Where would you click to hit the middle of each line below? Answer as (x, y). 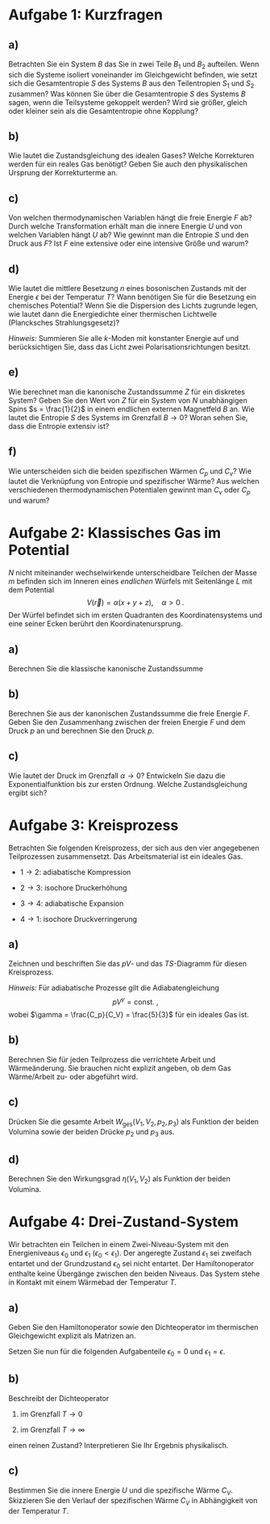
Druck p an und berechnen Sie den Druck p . (81, 730)
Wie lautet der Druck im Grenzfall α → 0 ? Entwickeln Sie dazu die (117, 775)
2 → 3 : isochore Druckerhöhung (73, 887)
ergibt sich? (28, 793)
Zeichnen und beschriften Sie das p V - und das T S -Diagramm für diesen (128, 964)
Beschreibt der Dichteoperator (59, 1398)
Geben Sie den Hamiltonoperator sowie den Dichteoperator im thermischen (133, 1328)
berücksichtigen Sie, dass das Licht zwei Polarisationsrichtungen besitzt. (130, 347)
